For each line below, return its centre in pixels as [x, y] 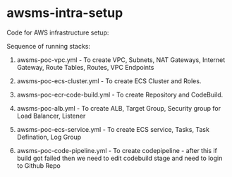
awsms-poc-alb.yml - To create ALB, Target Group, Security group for [119, 108]
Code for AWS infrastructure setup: [58, 32]
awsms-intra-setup [65, 13]
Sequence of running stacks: [49, 46]
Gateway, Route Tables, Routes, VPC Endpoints [85, 67]
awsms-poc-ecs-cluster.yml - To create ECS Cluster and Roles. [109, 81]
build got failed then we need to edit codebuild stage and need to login [120, 158]
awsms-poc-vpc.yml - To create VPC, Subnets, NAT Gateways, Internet [121, 60]
